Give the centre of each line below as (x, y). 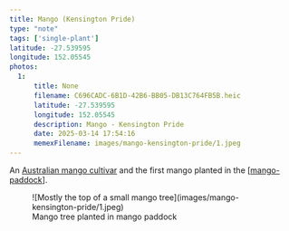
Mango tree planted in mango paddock (105, 217)
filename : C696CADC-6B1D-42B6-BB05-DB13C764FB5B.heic (137, 95)
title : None (56, 86)
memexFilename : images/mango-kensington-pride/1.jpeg (137, 144)
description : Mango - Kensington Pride (108, 124)
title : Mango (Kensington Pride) (72, 19)
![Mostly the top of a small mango (95, 197)
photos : (24, 67)
